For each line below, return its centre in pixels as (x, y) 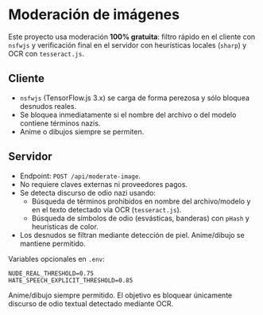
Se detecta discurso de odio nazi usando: (88, 192)
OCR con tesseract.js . (46, 53)
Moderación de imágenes (94, 15)
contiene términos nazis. (60, 123)
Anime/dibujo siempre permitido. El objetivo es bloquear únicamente (120, 295)
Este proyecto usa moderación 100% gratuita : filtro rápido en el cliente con (132, 37)
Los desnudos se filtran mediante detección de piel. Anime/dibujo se (132, 235)
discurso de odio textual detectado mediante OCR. (91, 303)
